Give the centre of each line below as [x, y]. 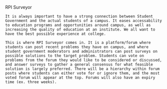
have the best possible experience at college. [56, 34]
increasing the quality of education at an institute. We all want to [80, 29]
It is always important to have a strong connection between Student [79, 16]
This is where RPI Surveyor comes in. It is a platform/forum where [78, 42]
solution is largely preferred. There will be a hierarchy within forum [82, 69]
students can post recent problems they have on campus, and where [77, 47]
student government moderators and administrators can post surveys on [81, 51]
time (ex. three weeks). [31, 82]
